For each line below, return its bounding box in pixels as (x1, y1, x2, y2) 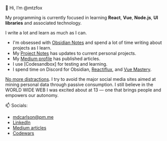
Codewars (12, 130, 34, 136)
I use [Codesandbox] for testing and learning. (12, 61, 108, 67)
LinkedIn (12, 119, 31, 125)
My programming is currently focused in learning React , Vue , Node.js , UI (5, 15, 158, 20)
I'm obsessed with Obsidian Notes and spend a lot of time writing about (12, 39, 162, 45)
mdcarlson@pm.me (12, 114, 54, 120)
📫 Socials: (5, 103, 28, 108)
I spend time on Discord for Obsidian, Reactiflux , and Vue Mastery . (12, 66, 152, 72)
